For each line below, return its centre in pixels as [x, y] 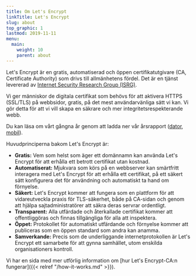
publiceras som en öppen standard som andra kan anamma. [87, 230]
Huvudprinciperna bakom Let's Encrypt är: [58, 144]
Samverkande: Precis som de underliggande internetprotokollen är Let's [102, 237]
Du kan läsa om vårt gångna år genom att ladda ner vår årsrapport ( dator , [95, 126]
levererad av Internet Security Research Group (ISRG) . [72, 84]
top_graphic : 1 [25, 28]
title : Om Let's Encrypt [36, 11]
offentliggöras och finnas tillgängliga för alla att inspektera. [86, 218]
